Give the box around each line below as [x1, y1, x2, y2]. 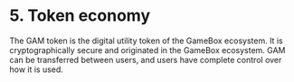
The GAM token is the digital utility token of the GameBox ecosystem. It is [9, 35, 283, 46]
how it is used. [9, 64, 63, 75]
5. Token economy [9, 5, 151, 26]
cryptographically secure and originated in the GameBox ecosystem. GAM [9, 44, 286, 55]
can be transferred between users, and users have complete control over [9, 54, 282, 65]
